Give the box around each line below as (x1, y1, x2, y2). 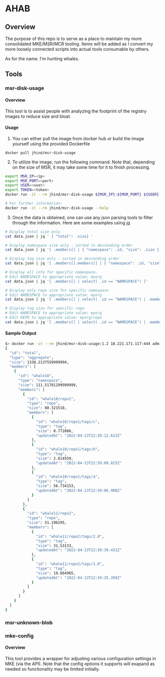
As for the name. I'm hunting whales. (5, 56, 80, 62)
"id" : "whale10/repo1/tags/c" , (36, 419, 100, 424)
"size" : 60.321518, (27, 406, 67, 411)
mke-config (5, 632, 34, 639)
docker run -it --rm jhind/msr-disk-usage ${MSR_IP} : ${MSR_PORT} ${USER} (5, 192, 160, 197)
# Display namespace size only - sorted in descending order (5, 243, 133, 248)
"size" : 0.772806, (36, 428, 74, 433)
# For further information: (5, 201, 63, 206)
